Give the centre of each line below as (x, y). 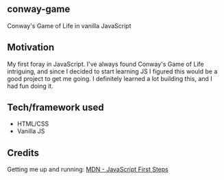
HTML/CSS (33, 124)
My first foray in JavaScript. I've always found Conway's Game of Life (105, 64)
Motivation (31, 48)
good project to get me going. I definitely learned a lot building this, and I (110, 78)
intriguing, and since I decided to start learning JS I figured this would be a (112, 71)
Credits (23, 153)
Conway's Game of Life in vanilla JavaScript (69, 25)
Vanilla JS (31, 131)
